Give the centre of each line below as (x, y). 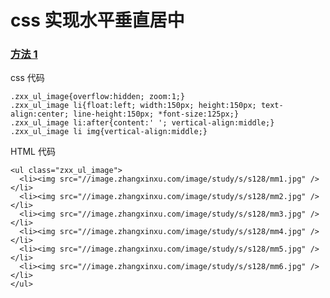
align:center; (40, 114)
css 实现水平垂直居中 (97, 20)
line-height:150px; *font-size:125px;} (156, 114)
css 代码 (27, 78)
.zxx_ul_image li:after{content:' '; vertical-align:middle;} (142, 123)
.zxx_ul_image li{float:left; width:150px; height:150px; (133, 106)
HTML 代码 (33, 152)
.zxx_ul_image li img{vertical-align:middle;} (109, 132)
